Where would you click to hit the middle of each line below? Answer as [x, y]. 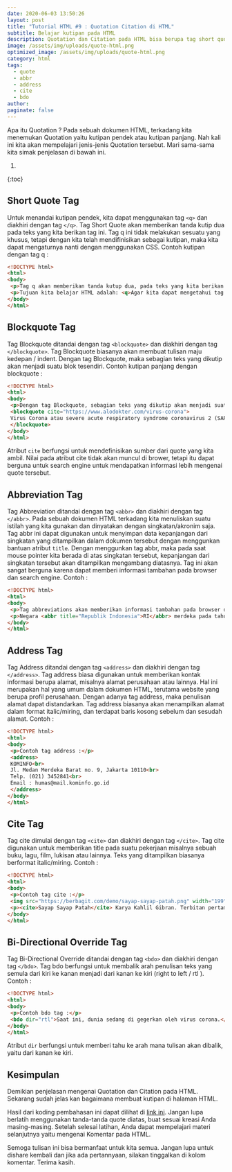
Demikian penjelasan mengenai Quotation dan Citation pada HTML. [103, 1092]
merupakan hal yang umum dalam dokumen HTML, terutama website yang [113, 690]
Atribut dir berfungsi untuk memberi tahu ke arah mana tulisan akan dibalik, [115, 1046]
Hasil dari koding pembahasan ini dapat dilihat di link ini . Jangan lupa [105, 1112]
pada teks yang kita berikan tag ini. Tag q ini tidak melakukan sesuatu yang [114, 232]
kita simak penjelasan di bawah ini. [57, 152]
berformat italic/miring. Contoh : [53, 863]
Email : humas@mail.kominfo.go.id [60, 783]
